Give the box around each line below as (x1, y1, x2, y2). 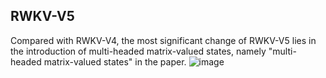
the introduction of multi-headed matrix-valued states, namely (10, 45, 267, 57)
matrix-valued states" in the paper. (43, 55, 187, 68)
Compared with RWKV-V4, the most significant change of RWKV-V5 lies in (10, 34, 317, 46)
